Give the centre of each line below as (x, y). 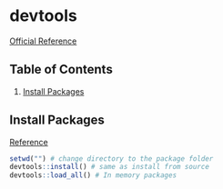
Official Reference (43, 41)
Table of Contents (61, 70)
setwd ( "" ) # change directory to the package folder (111, 159)
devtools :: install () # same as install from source (109, 167)
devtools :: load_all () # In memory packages (93, 175)
